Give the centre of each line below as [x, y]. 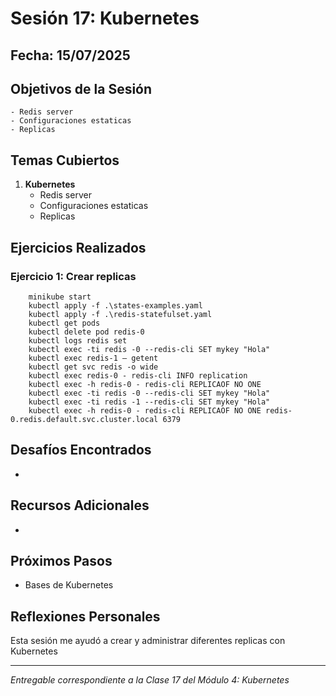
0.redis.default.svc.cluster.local [84, 419]
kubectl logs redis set [78, 340]
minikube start [60, 297]
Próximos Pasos [61, 560]
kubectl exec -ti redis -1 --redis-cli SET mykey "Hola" [149, 402]
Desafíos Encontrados [81, 450]
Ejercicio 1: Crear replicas [73, 276]
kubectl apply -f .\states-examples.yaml [115, 305]
